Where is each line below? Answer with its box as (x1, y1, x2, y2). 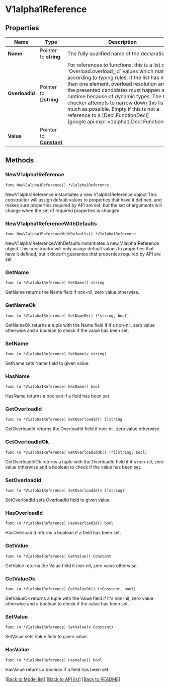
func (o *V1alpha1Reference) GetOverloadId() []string (5, 417, 123, 422)
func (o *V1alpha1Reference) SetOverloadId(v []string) (5, 488, 125, 493)
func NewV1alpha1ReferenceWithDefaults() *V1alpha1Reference (5, 231, 136, 236)
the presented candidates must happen (67, 87, 160, 94)
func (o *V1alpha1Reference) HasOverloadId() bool (5, 521, 114, 526)
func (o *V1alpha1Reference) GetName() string (5, 281, 105, 286)
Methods (5, 156, 34, 165)
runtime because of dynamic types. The (67, 93, 162, 100)
